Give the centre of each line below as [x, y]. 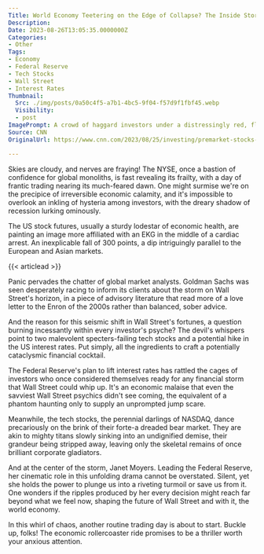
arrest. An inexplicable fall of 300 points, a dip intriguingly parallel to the [125, 242]
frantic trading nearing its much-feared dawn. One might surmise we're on [128, 185]
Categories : [27, 37]
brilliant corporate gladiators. [55, 452]
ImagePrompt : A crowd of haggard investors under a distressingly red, [128, 125]
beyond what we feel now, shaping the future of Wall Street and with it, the [129, 501]
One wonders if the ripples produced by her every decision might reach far [129, 493]
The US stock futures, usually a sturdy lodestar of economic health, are [124, 226]
